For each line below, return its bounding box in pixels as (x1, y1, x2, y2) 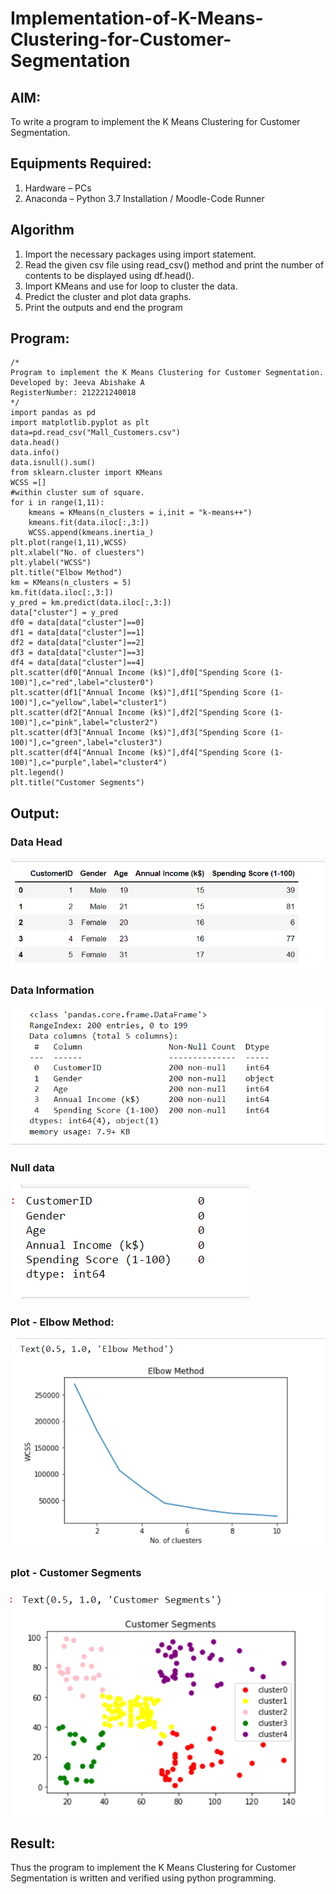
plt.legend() (10, 768, 65, 778)
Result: (10, 1835, 56, 1852)
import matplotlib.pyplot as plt (10, 418, 150, 428)
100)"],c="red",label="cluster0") (10, 678, 155, 688)
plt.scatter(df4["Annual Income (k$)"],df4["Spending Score (10, 748, 267, 758)
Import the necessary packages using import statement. (24, 248, 257, 260)
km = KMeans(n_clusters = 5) (10, 578, 132, 588)
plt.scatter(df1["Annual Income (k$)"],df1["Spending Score (10, 688, 267, 698)
